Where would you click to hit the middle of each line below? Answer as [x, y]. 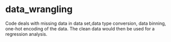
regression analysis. [26, 34]
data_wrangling [39, 9]
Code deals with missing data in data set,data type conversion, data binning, [86, 23]
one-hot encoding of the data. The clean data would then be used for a [80, 28]
